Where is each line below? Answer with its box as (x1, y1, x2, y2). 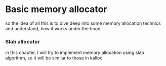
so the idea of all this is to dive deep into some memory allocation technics (5, 20, 161, 26)
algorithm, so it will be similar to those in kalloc (5, 55, 103, 61)
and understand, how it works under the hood (5, 25, 101, 31)
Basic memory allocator (5, 4, 107, 15)
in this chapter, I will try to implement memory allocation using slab (5, 49, 144, 56)
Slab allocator (5, 38, 40, 45)
